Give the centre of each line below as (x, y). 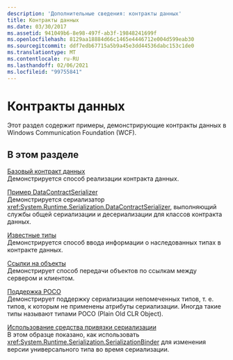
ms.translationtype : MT (42, 53)
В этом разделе (43, 155)
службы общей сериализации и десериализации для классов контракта (115, 214)
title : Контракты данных (43, 20)
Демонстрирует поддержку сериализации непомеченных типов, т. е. (111, 299)
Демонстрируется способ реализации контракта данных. (93, 179)
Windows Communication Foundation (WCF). (72, 133)
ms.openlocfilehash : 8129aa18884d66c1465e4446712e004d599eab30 (101, 40)
